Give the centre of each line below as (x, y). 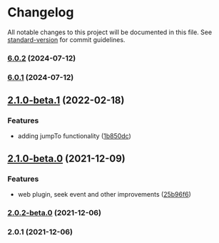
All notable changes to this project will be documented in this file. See (110, 32)
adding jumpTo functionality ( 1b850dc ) (75, 136)
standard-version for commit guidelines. (66, 39)
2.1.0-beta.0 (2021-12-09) (67, 159)
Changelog (41, 12)
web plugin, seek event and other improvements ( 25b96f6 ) (104, 195)
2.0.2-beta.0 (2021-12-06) (55, 213)
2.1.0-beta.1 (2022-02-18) (66, 100)
